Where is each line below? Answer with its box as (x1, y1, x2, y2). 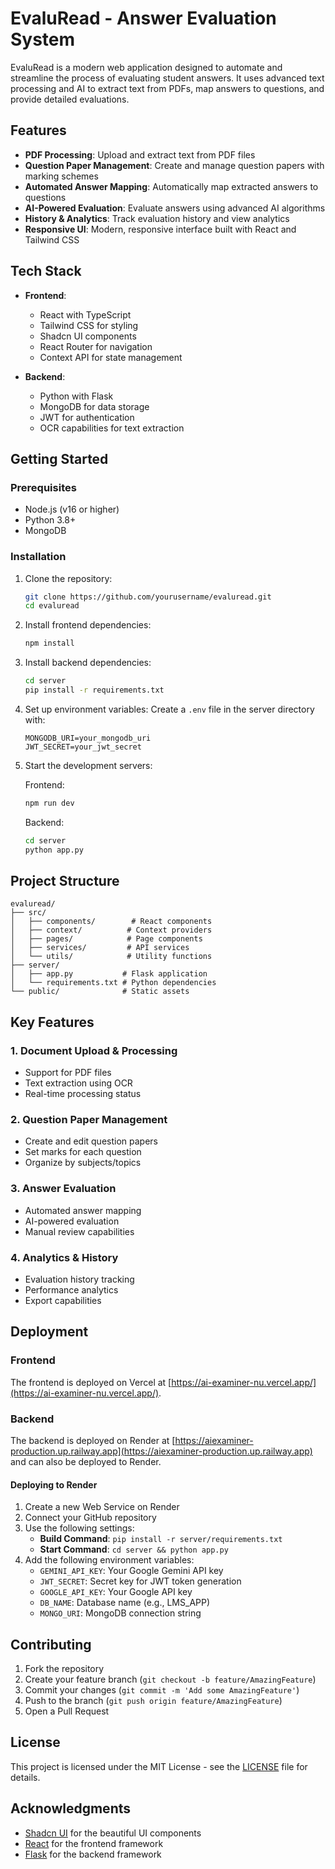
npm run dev (24, 798, 75, 808)
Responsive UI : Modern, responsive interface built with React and (24, 223, 297, 235)
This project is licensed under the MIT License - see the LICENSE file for (10, 1760, 308, 1772)
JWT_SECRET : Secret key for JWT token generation (39, 1575, 242, 1587)
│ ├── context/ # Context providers (10, 925, 213, 936)
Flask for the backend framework (24, 1848, 162, 1860)
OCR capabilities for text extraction (39, 422, 185, 434)
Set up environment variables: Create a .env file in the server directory (24, 703, 315, 715)
